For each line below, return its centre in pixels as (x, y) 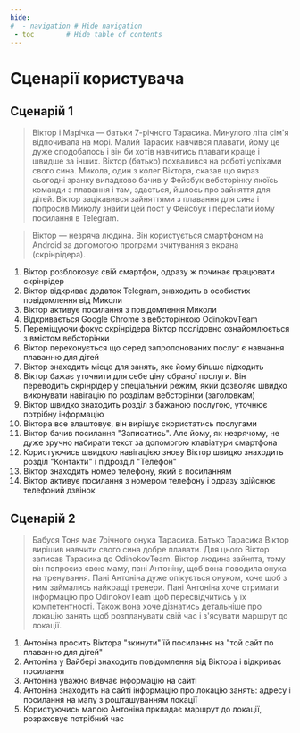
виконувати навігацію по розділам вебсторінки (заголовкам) (139, 395)
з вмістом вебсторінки (66, 338)
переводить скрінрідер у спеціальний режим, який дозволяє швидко (155, 386)
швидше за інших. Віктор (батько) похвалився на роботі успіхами (157, 161)
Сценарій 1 (42, 111)
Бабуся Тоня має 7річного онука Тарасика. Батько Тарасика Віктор (160, 540)
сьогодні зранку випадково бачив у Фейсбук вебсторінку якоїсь (155, 181)
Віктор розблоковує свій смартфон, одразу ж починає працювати (149, 272)
